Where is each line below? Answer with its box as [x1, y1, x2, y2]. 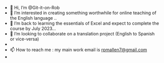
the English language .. [9, 15, 57, 21]
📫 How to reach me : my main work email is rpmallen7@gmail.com [9, 47, 148, 53]
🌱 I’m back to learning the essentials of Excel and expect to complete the [9, 20, 159, 26]
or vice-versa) [9, 36, 39, 42]
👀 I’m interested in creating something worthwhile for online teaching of [9, 10, 157, 16]
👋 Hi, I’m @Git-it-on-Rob [9, 5, 60, 10]
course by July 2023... [9, 26, 56, 31]
